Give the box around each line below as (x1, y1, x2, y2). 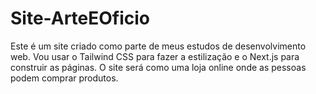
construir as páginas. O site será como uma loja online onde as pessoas (10, 61, 307, 73)
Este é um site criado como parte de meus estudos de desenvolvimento (10, 40, 307, 52)
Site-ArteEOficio (10, 7, 151, 30)
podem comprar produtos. (10, 72, 119, 84)
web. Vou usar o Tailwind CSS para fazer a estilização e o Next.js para (10, 50, 300, 62)
